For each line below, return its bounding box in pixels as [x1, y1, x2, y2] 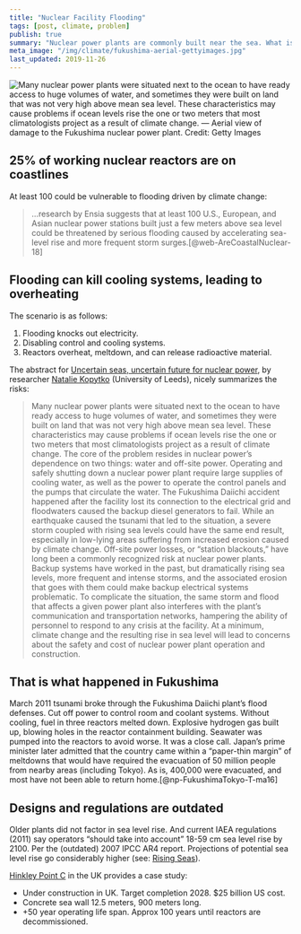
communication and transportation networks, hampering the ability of [30, 610, 288, 621]
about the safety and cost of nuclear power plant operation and [30, 639, 266, 650]
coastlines [9, 167, 69, 182]
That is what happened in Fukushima [9, 675, 219, 690]
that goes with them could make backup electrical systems [30, 581, 249, 592]
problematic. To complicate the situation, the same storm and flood [30, 591, 279, 602]
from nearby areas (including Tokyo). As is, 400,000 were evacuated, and [9, 764, 282, 776]
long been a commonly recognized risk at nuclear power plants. [30, 553, 267, 563]
